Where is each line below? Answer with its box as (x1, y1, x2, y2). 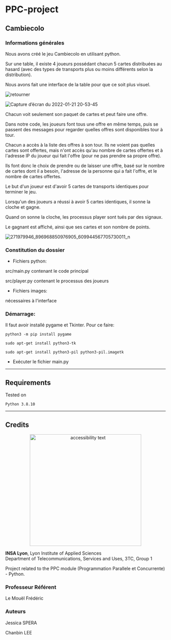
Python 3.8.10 (5, 402, 36, 407)
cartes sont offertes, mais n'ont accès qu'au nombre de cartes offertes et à (5, 147, 163, 153)
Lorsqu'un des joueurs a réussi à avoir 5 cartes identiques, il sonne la (5, 198, 151, 205)
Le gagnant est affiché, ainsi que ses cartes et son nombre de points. (5, 224, 151, 230)
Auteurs (5, 608, 26, 615)
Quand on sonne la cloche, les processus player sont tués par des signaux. (5, 214, 163, 220)
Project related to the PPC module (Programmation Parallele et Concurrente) (5, 565, 165, 572)
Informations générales (5, 39, 65, 46)
